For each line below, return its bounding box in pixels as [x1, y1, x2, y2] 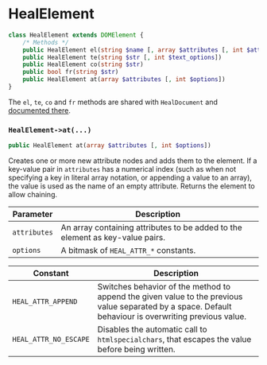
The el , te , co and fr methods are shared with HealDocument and [8, 97, 219, 107]
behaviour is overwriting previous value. [97, 311, 247, 322]
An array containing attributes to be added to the [60, 222, 242, 233]
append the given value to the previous [97, 291, 243, 302]
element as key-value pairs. [60, 232, 165, 243]
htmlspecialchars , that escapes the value [97, 334, 252, 345]
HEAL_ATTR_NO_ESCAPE [12, 335, 90, 344]
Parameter [12, 208, 53, 219]
